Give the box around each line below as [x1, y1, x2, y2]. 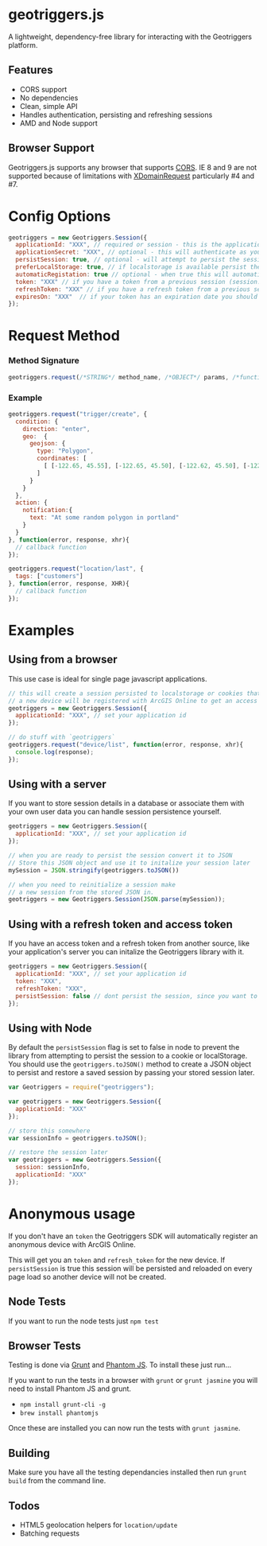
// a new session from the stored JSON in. [8, 888, 155, 896]
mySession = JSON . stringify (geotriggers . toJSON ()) [8, 866, 180, 874]
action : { [15, 499, 48, 507]
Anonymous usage [8, 1205, 136, 1223]
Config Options [8, 207, 111, 225]
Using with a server [8, 778, 107, 791]
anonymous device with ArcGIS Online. [8, 1239, 137, 1249]
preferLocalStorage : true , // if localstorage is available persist [15, 263, 247, 271]
